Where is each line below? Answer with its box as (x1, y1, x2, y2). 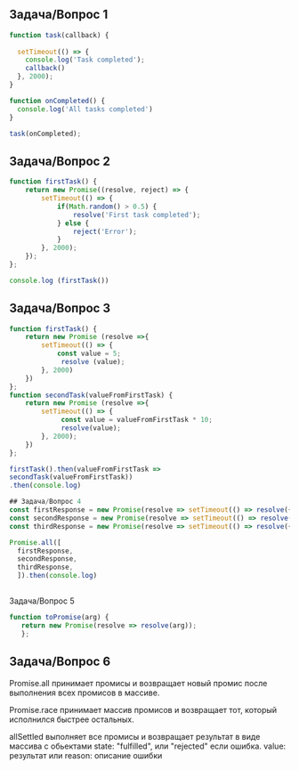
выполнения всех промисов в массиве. (9, 687, 160, 698)
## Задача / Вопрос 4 (9, 498, 82, 507)
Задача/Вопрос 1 (9, 7, 109, 22)
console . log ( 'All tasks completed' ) (17, 104, 153, 114)
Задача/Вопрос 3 (9, 301, 111, 316)
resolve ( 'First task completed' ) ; (72, 210, 201, 219)
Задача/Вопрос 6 (9, 654, 111, 669)
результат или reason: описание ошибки (9, 750, 163, 760)
